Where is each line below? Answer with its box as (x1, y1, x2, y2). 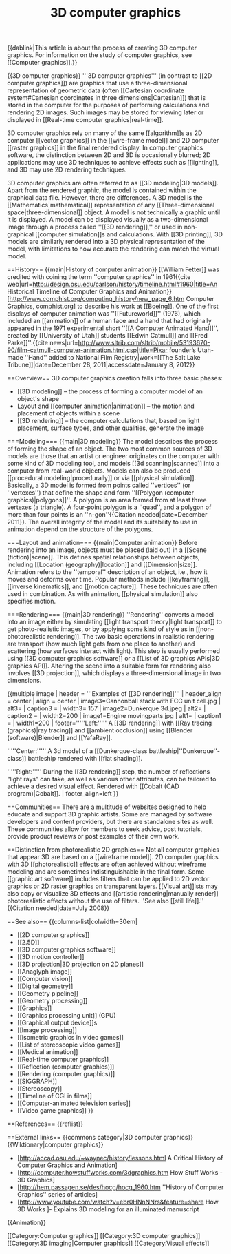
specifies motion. (7, 597, 56, 606)
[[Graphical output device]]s (16, 1018, 98, 1027)
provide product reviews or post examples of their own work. (7, 832, 180, 841)
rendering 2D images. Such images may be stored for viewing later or (7, 108, 204, 116)
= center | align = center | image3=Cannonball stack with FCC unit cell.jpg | (7, 697, 221, 706)
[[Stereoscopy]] (16, 1085, 63, 1093)
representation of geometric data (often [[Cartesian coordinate (7, 86, 184, 94)
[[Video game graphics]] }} (16, 1107, 94, 1115)
